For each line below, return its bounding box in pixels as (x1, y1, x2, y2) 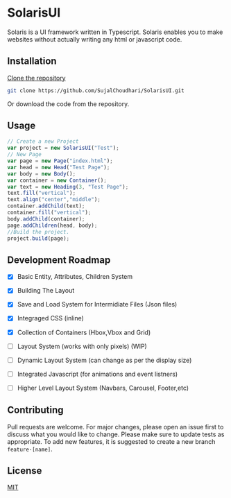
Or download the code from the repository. (7, 99, 130, 108)
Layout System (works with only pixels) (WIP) (17, 342, 147, 350)
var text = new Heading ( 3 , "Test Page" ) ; (7, 183, 129, 190)
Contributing (7, 404, 64, 416)
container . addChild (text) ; (7, 203, 85, 209)
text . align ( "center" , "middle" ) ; (7, 196, 101, 203)
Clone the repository (7, 74, 66, 82)
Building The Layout (17, 286, 75, 295)
